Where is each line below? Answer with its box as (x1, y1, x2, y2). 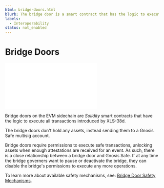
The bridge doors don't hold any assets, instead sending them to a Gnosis (5, 128, 154, 134)
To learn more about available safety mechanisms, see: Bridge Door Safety (5, 172, 156, 179)
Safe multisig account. (5, 133, 50, 139)
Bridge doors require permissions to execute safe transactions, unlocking (5, 142, 153, 148)
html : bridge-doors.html (5, 7, 56, 12)
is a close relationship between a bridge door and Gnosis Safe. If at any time (5, 153, 159, 159)
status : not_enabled (5, 25, 47, 30)
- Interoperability (9, 21, 49, 26)
